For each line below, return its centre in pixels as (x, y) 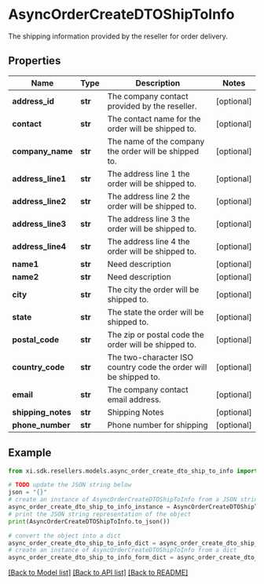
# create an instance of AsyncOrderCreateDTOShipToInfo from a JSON (123, 500)
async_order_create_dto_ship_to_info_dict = (82, 543)
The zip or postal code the (156, 334)
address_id (33, 101)
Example (30, 453)
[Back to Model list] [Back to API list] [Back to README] (98, 573)
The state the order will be (156, 312)
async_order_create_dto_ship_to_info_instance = (89, 507)
